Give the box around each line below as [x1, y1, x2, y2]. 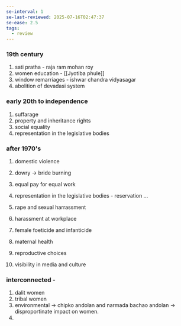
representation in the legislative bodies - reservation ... [14, 192, 148, 199]
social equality [14, 123, 50, 130]
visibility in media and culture [14, 261, 86, 268]
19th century [6, 50, 44, 59]
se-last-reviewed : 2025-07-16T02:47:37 [6, 14, 105, 20]
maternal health [14, 238, 53, 246]
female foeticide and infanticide [14, 227, 92, 234]
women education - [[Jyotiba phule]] [14, 70, 105, 77]
